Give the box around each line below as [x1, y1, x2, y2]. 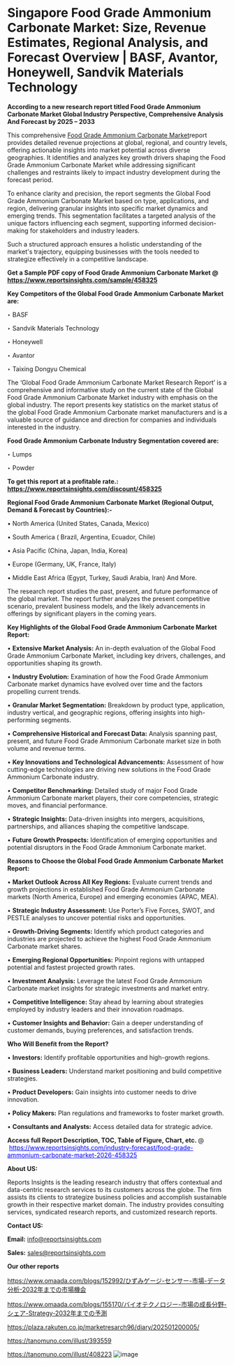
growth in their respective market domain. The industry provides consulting [7, 1200, 224, 1209]
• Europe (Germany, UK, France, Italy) [7, 560, 117, 568]
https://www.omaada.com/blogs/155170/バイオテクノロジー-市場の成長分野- [7, 1300, 227, 1308]
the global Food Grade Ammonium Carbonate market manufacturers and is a [7, 408, 228, 416]
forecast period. [7, 175, 54, 183]
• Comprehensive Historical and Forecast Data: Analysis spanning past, [7, 729, 218, 737]
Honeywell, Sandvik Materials [7, 64, 184, 81]
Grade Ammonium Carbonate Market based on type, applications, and [7, 196, 210, 205]
